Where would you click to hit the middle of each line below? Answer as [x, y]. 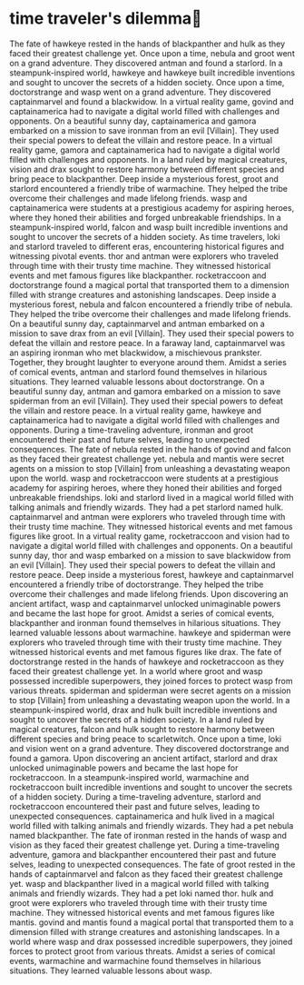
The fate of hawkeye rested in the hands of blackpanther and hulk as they [147, 44]
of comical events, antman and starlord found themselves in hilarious [138, 372]
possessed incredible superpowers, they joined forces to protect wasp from [151, 681]
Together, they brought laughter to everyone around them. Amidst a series [148, 362]
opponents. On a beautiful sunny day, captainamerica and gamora [133, 121]
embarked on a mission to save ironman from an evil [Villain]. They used [144, 130]
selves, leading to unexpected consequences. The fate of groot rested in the [152, 864]
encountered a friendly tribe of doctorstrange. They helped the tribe [137, 584]
